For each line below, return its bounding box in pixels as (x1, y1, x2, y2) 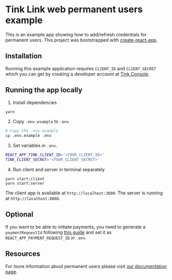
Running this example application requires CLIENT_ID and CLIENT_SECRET (5, 65, 157, 71)
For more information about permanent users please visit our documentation (5, 263, 167, 269)
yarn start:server (5, 181, 45, 186)
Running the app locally (5, 86, 83, 94)
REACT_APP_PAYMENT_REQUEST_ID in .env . (5, 234, 87, 241)
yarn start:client (5, 176, 45, 182)
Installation (5, 52, 42, 61)
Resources (5, 250, 41, 258)
